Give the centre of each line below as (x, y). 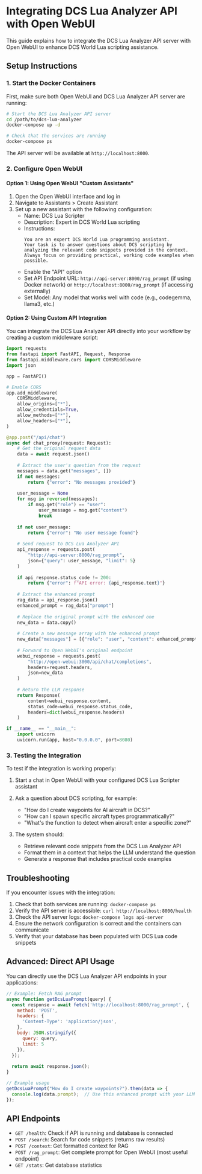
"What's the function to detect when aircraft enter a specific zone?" (108, 823)
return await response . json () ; (51, 1067)
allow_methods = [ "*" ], (44, 415)
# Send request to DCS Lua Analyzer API (68, 544)
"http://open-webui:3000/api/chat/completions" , (90, 662)
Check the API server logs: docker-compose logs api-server (89, 917)
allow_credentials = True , (48, 410)
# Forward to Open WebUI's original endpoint (75, 650)
